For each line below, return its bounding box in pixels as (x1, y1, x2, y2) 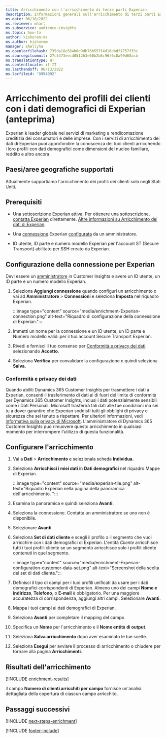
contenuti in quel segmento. (12, 550, 70, 556)
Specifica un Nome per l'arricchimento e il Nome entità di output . (12, 624, 147, 630)
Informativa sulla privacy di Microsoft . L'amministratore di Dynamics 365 (5, 418, 152, 424)
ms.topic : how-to (5, 30, 41, 35)
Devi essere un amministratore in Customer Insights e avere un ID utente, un (5, 273, 161, 279)
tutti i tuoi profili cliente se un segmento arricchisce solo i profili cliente (12, 545, 157, 551)
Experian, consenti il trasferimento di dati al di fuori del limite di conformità (5, 392, 157, 398)
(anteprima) (5, 114, 56, 125)
